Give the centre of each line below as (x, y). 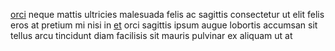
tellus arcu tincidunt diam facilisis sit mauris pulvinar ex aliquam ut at (151, 35)
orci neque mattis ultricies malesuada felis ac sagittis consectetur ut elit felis (167, 14)
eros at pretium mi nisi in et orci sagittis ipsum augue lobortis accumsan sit (164, 25)
